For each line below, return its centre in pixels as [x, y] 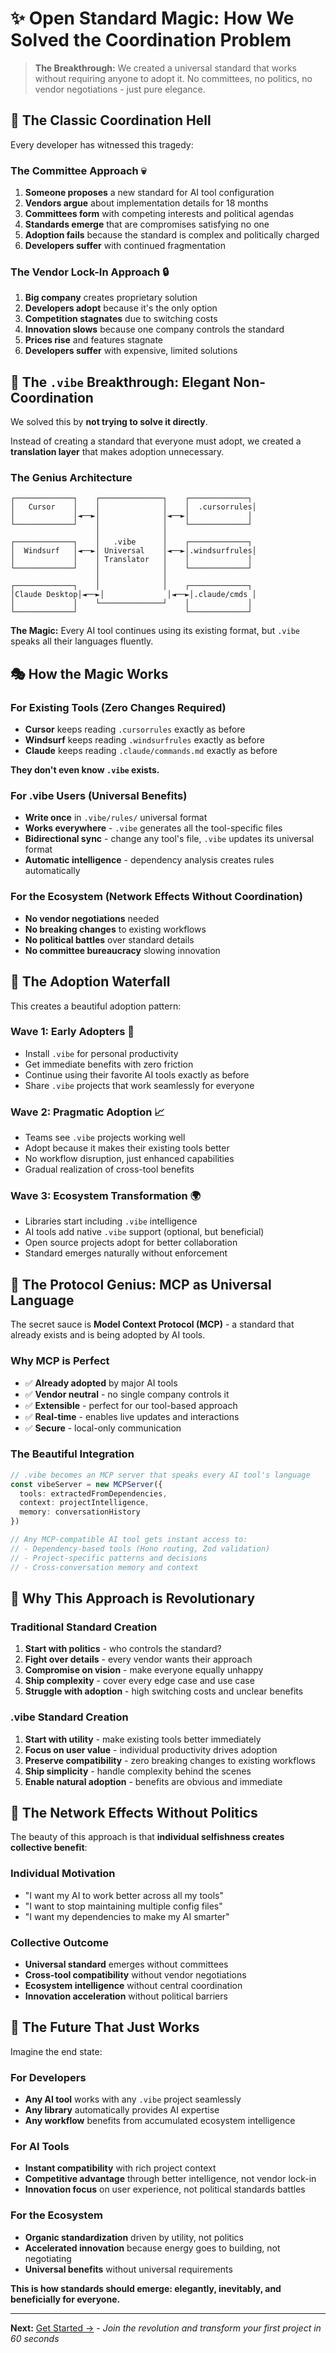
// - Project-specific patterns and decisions [109, 1558]
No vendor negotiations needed [92, 918]
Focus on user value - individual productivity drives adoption [151, 1749]
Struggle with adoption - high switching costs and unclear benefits [164, 1691]
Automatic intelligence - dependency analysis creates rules [149, 860]
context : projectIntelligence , [84, 1503]
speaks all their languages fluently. [82, 641]
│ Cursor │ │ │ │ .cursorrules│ [133, 507]
